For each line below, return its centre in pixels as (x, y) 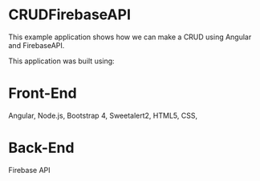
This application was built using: (61, 61)
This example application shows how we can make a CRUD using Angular (130, 37)
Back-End (41, 148)
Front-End (43, 93)
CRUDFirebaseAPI (69, 15)
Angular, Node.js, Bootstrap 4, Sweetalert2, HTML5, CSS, (103, 115)
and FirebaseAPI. (37, 45)
